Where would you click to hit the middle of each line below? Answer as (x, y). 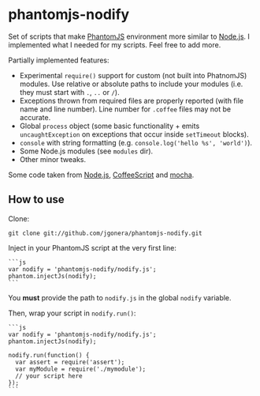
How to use (36, 200)
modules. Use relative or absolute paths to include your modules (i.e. (131, 84)
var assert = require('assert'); (70, 362)
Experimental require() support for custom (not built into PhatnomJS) (133, 75)
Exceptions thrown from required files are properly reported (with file (132, 100)
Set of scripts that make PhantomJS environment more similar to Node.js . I (129, 36)
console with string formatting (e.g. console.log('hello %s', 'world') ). (136, 142)
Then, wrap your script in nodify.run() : (72, 313)
